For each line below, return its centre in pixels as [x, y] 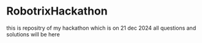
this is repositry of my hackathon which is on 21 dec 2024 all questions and [101, 28]
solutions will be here [33, 34]
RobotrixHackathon [57, 11]
